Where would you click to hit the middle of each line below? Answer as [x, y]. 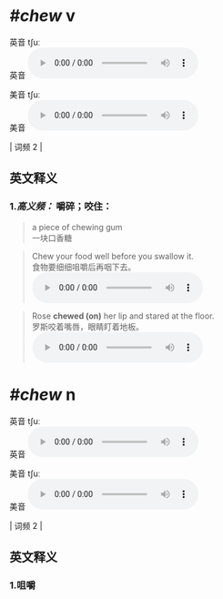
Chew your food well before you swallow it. [112, 256]
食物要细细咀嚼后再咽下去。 [84, 267]
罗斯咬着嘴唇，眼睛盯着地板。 [87, 326]
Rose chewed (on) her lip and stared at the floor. [123, 316]
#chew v [42, 16]
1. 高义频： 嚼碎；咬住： [61, 207]
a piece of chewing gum [77, 227]
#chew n [43, 395]
